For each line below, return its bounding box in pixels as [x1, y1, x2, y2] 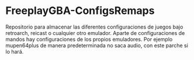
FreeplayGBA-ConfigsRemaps [5, 4, 155, 17]
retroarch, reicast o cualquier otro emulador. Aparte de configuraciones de [5, 29, 185, 36]
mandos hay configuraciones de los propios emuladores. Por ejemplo [5, 36, 173, 43]
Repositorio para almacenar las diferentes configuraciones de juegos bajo [5, 23, 183, 30]
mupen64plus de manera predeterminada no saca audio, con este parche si [5, 42, 188, 49]
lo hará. [5, 48, 24, 55]
